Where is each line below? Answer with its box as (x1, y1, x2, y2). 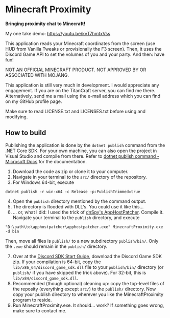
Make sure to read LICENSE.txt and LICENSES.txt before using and (5, 108, 146, 114)
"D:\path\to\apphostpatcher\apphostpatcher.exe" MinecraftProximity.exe (5, 224, 163, 229)
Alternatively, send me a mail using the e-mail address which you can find (5, 93, 161, 99)
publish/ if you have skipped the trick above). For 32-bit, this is (12, 269, 147, 275)
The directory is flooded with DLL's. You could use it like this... (12, 203, 144, 209)
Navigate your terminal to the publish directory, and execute (12, 214, 140, 221)
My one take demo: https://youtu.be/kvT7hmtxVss (5, 30, 111, 36)
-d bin (5, 229, 19, 234)
